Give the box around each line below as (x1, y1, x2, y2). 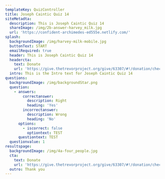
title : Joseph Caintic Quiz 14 (5, 12, 69, 17)
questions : (5, 76, 27, 80)
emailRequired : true (9, 48, 52, 53)
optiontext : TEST (27, 130, 63, 135)
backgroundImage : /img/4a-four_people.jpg (9, 149, 98, 153)
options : (18, 121, 36, 126)
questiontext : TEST (18, 135, 58, 140)
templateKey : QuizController (5, 7, 65, 12)
